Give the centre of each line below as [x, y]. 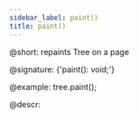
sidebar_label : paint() [54, 18]
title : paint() [38, 26]
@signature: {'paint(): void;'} [62, 69]
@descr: [25, 104]
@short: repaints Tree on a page [69, 51]
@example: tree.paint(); [53, 87]
